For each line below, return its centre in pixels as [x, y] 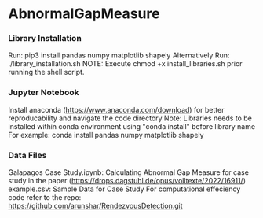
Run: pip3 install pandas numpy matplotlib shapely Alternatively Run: [119, 55]
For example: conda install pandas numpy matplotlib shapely [106, 135]
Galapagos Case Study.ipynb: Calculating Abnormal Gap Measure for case [129, 172]
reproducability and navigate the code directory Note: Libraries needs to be [130, 118]
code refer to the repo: [45, 198]
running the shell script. [46, 72]
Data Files [27, 155]
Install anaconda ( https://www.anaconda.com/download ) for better [116, 109]
